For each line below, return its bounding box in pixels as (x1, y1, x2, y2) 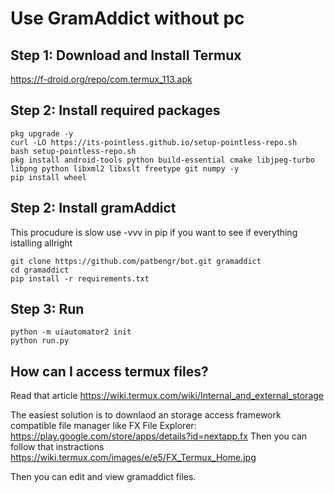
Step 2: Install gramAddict (10, 200, 177, 217)
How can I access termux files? (10, 363, 209, 380)
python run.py (10, 336, 70, 346)
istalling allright (10, 237, 73, 249)
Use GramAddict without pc (10, 7, 245, 30)
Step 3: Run (10, 301, 85, 318)
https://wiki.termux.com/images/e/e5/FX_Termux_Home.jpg (10, 452, 257, 464)
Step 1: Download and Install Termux (10, 47, 242, 64)
